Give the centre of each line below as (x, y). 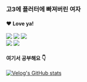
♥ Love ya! (20, 23)
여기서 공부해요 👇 (26, 58)
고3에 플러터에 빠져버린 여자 (43, 9)
